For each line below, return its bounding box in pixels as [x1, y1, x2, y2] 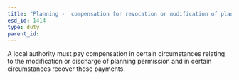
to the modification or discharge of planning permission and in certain [7, 57, 212, 66]
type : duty [7, 23, 40, 30]
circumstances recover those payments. [7, 64, 126, 73]
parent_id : [7, 30, 40, 38]
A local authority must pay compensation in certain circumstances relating [7, 50, 225, 58]
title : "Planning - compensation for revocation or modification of [7, 10, 218, 18]
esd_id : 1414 [7, 17, 46, 24]
